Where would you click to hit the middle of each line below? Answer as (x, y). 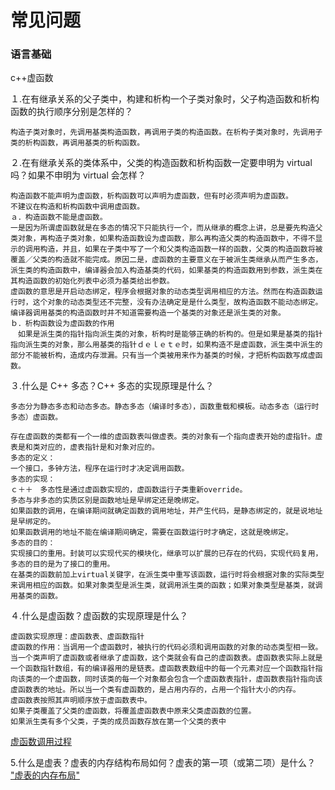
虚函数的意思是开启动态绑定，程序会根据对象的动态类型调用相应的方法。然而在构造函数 (163, 292)
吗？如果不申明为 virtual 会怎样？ (78, 175)
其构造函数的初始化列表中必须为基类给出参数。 (92, 281)
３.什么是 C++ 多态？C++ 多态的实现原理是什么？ (112, 386)
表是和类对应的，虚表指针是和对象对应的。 (85, 447)
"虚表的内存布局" (45, 775)
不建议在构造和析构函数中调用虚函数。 (77, 207)
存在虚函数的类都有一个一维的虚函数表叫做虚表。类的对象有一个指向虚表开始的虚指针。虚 (166, 437)
